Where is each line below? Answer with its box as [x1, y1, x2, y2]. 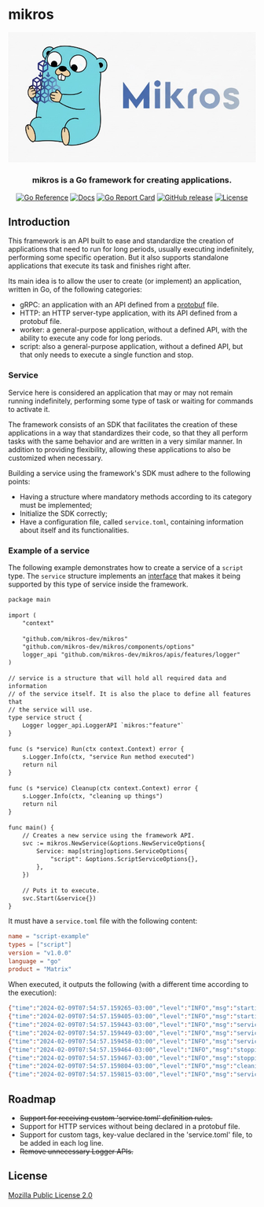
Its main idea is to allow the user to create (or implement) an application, [8, 277, 242, 286]
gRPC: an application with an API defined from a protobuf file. [19, 300, 219, 310]
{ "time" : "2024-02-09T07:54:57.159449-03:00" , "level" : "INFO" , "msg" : [8, 1029, 234, 1037]
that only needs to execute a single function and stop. [19, 350, 194, 359]
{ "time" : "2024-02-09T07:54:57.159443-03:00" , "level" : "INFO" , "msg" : [8, 1021, 234, 1029]
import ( [8, 611, 37, 619]
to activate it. [8, 404, 50, 414]
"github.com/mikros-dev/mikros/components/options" [22, 642, 195, 650]
